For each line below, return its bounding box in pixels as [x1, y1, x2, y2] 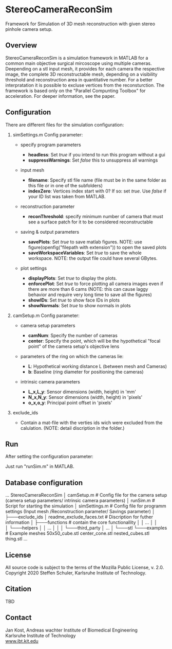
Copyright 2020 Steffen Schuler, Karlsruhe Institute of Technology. [5, 570, 146, 576]
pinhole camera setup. [5, 26, 53, 32]
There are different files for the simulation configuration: [5, 121, 124, 128]
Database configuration [5, 478, 83, 487]
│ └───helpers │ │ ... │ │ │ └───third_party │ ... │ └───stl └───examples [5, 525, 167, 531]
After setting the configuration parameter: [5, 453, 93, 460]
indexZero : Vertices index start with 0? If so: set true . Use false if [28, 188, 167, 194]
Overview [5, 41, 37, 50]
